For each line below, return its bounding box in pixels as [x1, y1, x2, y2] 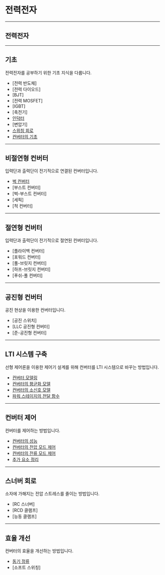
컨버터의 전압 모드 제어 [12, 444, 56, 450]
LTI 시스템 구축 [5, 350, 48, 358]
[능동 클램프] [12, 513, 37, 519]
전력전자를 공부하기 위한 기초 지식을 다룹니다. [5, 69, 92, 75]
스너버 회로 [5, 477, 37, 485]
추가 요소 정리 [12, 456, 39, 462]
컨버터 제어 [5, 414, 37, 422]
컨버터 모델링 [12, 375, 38, 381]
